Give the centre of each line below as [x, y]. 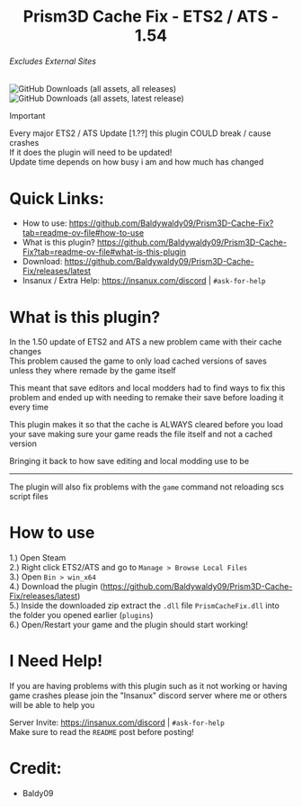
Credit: [36, 769]
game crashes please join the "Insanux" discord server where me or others [148, 695]
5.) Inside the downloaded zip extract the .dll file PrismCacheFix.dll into [145, 605]
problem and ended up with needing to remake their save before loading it [147, 398]
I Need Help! [56, 661]
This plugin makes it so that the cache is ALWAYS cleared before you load [146, 425]
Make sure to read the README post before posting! [102, 732]
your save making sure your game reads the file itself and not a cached [141, 435]
